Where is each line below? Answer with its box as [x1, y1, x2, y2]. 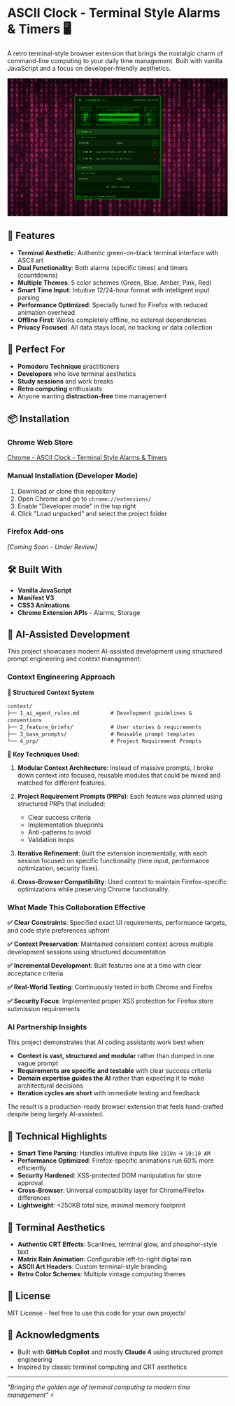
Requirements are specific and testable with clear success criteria [17, 1067, 212, 1075]
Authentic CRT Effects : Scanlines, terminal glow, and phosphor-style [17, 1240, 218, 1248]
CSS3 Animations [17, 601, 70, 609]
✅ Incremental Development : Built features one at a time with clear [7, 961, 201, 970]
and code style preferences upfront [7, 926, 110, 935]
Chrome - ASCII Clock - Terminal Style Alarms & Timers [7, 454, 168, 462]
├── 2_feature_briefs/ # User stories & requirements [7, 724, 201, 731]
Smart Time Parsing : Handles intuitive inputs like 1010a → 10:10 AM [17, 1149, 211, 1158]
